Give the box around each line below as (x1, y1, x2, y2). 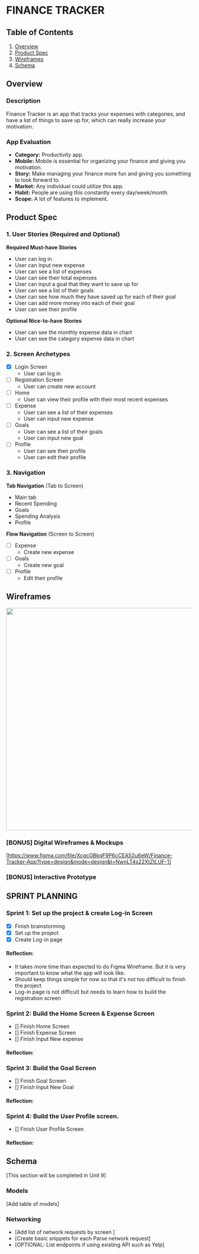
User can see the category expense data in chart (14, 335, 134, 342)
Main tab (14, 494, 37, 501)
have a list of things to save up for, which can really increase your (6, 116, 166, 123)
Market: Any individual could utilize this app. (14, 182, 124, 190)
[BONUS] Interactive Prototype (6, 873, 97, 881)
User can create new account (23, 383, 96, 390)
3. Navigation (6, 469, 46, 477)
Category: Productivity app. (14, 151, 84, 158)
